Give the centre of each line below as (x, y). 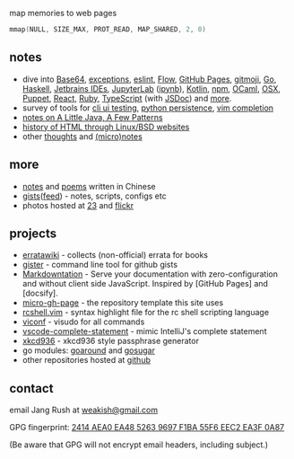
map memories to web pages (63, 13)
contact (31, 388)
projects (33, 233)
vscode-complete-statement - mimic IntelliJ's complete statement (144, 331)
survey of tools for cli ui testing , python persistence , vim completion (148, 108)
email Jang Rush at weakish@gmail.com (84, 410)
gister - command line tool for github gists (99, 265)
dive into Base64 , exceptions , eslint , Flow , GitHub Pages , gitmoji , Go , (149, 79)
